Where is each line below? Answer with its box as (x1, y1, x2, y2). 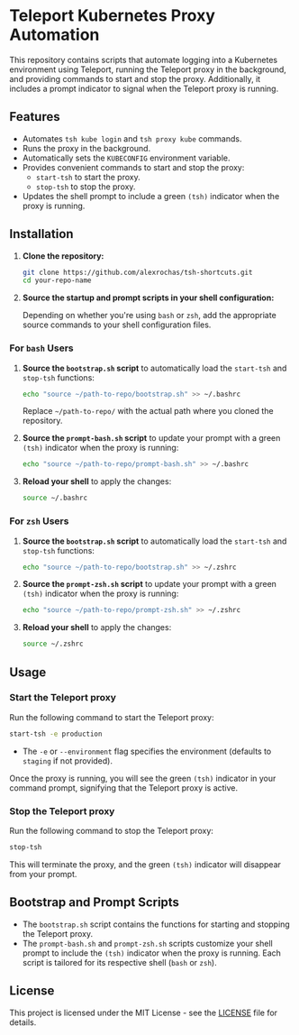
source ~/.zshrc (22, 639, 84, 649)
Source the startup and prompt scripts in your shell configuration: (22, 292, 275, 303)
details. (9, 1016, 37, 1028)
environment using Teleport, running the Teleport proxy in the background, (9, 64, 286, 75)
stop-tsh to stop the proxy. (35, 181, 136, 192)
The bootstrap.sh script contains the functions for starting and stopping (22, 919, 290, 930)
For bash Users (9, 342, 74, 354)
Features (9, 109, 60, 124)
